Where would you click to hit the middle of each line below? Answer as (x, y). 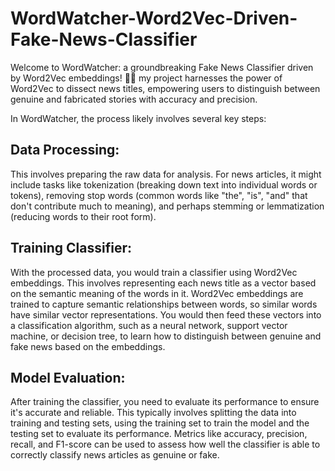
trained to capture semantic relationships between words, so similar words (164, 304)
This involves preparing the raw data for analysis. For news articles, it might (166, 174)
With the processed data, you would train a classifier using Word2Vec (154, 272)
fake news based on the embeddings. (88, 346)
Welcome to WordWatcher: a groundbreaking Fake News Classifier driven (162, 67)
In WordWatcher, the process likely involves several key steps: (138, 118)
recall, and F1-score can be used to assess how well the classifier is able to (165, 444)
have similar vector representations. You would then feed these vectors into (166, 314)
